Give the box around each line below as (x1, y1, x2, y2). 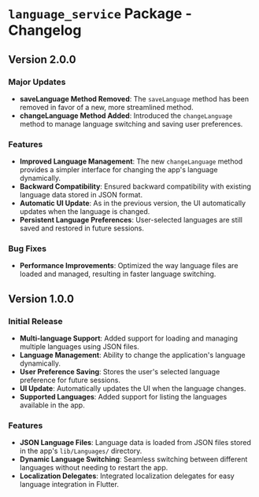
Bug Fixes (8, 243, 47, 254)
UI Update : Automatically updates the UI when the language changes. (19, 384, 246, 393)
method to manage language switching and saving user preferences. (19, 119, 243, 128)
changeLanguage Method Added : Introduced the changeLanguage (19, 111, 233, 120)
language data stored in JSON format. (19, 190, 143, 200)
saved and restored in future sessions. (19, 223, 144, 233)
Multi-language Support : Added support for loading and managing (19, 333, 239, 343)
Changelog (8, 21, 82, 39)
